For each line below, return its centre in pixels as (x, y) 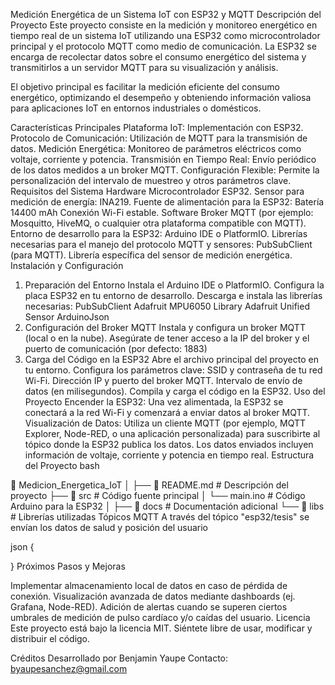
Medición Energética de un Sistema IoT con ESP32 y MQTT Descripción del (166, 14)
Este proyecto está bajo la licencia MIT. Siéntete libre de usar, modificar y (161, 628)
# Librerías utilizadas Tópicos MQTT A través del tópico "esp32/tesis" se (160, 517)
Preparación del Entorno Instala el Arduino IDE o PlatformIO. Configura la (174, 285)
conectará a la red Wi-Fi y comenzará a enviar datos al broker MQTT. (167, 412)
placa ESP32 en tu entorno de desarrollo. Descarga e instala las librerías (173, 295)
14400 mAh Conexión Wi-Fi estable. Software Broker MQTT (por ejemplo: (162, 212)
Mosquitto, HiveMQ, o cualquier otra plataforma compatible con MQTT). (158, 223)
